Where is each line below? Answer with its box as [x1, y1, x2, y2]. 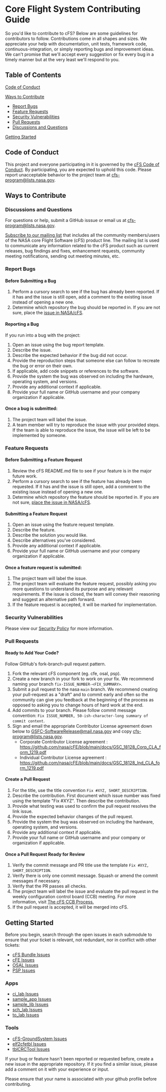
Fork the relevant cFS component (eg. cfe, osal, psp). [12, 670, 121, 676]
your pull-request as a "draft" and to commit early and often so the [12, 691, 148, 698]
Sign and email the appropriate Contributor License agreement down [12, 723, 152, 729]
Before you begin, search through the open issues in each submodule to [5, 931, 152, 937]
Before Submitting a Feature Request [5, 457, 83, 463]
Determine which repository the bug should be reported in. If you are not [12, 305, 161, 310]
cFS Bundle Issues [12, 952, 50, 958]
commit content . [12, 718, 45, 724]
